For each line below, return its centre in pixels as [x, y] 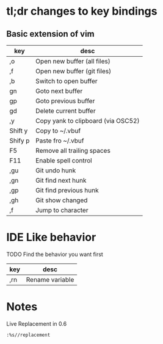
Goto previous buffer [65, 101]
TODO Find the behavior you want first [55, 254]
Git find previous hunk [67, 190]
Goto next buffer [59, 91]
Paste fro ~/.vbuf [60, 141]
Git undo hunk [56, 170]
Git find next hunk [61, 180]
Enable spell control [64, 160]
